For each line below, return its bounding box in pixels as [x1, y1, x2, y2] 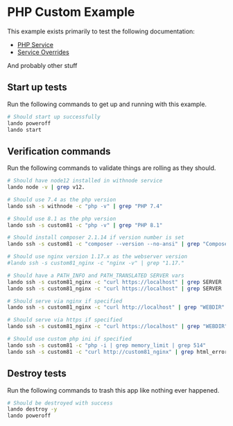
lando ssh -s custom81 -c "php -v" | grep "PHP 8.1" [7, 221, 163, 229]
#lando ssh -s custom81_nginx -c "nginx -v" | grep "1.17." [7, 259, 185, 267]
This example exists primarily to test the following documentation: [7, 27, 196, 35]
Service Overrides [17, 48, 69, 56]
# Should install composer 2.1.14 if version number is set [7, 234, 185, 241]
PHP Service [17, 40, 54, 49]
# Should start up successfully [7, 113, 101, 120]
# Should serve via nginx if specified [7, 298, 123, 305]
